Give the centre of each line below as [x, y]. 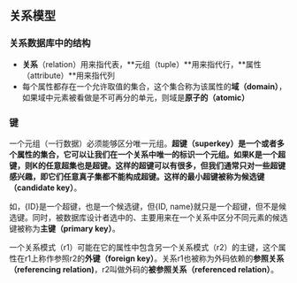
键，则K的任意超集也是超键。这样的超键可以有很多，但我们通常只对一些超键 [148, 165]
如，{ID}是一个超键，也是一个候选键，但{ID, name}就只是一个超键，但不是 [144, 206]
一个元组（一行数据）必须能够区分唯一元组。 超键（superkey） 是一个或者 [143, 143]
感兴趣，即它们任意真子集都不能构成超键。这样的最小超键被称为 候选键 [137, 176]
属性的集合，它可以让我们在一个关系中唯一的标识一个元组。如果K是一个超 [151, 154]
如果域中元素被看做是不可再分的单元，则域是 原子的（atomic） [136, 97]
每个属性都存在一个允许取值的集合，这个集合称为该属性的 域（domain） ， [154, 86]
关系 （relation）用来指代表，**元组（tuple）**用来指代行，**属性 [141, 64]
